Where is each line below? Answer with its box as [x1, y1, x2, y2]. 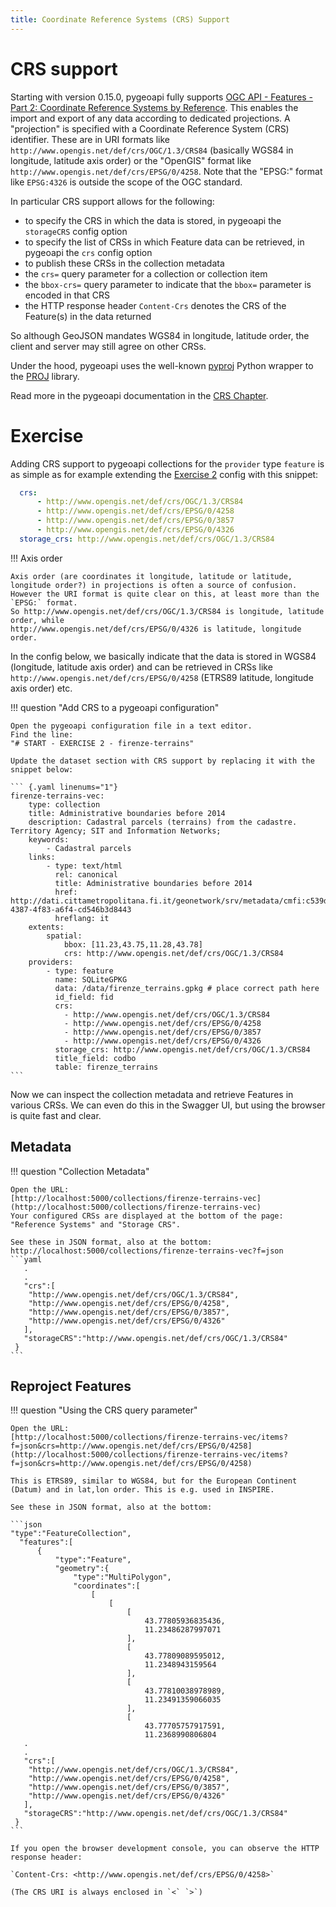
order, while [10, 615, 65, 625]
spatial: [46, 931, 83, 941]
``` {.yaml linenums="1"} [10, 782, 118, 792]
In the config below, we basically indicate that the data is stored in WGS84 [10, 650, 317, 662]
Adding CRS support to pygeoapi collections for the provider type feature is [10, 457, 325, 470]
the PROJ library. [10, 370, 80, 382]
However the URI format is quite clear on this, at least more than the [10, 589, 320, 599]
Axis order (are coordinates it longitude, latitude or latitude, [10, 571, 293, 581]
